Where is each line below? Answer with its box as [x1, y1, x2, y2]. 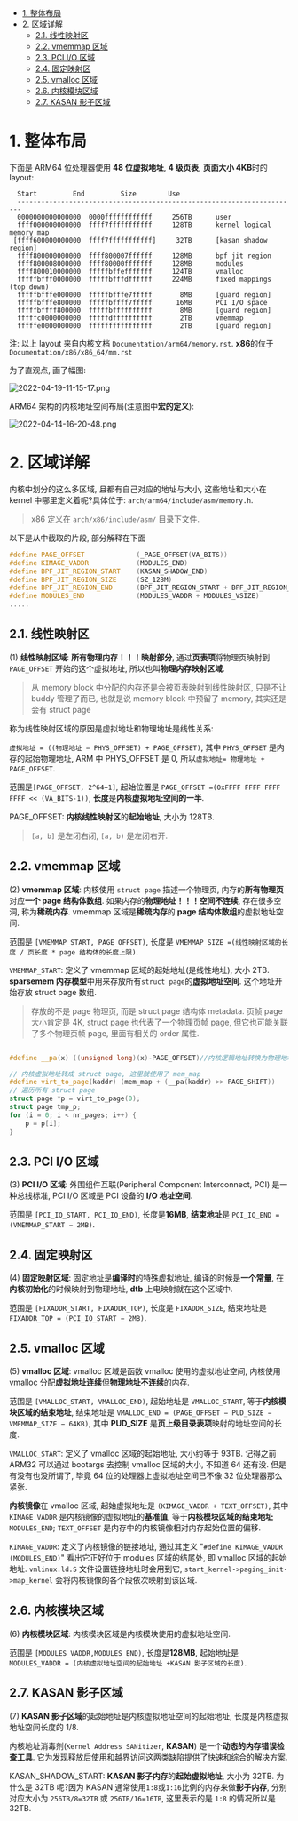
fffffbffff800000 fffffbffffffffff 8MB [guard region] [17, 306, 272, 315]
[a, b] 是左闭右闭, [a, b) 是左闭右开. [30, 830, 169, 841]
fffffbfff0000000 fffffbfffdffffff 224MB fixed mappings [17, 275, 272, 284]
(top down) [9, 283, 50, 292]
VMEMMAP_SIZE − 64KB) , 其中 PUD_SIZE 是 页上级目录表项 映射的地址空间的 [9, 1418, 275, 1428]
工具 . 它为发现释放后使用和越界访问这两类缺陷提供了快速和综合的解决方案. [16, 1752, 288, 1762]
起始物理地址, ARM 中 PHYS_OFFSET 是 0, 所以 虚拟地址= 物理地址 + [24, 753, 265, 763]
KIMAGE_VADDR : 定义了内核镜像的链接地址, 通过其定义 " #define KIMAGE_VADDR [9, 1541, 284, 1552]
